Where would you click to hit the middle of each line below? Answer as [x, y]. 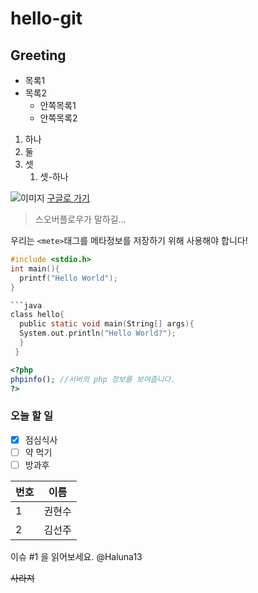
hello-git [46, 18]
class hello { [37, 315]
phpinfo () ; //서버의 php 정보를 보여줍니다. [93, 379]
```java [26, 305]
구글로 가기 [68, 198]
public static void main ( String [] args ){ [107, 324]
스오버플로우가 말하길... [80, 219]
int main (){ [35, 268]
